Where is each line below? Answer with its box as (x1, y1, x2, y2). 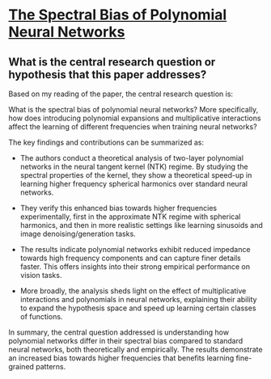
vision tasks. (19, 271, 62, 280)
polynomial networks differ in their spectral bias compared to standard (8, 336, 243, 345)
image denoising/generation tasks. (19, 229, 136, 238)
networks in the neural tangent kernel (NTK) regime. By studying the (19, 162, 248, 171)
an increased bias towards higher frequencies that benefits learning (8, 353, 235, 363)
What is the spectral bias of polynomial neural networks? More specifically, (8, 105, 259, 114)
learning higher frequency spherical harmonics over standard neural (19, 179, 248, 188)
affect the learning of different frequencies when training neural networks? (8, 122, 257, 131)
